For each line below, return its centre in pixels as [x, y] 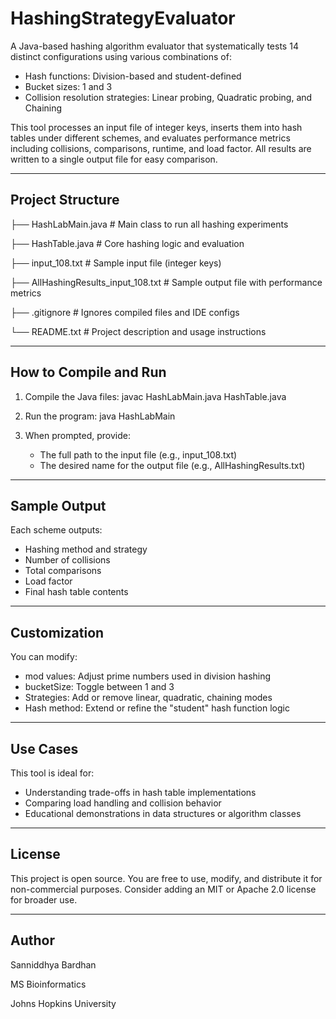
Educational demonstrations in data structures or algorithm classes [163, 813]
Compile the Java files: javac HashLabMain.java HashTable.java [155, 396]
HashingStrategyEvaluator [123, 18]
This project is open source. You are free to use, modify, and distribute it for [166, 878]
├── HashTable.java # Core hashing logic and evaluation [127, 243]
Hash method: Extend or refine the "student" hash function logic [157, 708]
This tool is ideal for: [52, 773]
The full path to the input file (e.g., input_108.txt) [138, 454]
